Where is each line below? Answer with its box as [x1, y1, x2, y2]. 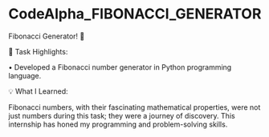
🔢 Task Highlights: [8, 46, 68, 56]
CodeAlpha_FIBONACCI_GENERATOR [8, 5, 262, 23]
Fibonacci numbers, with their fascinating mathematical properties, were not [8, 102, 261, 112]
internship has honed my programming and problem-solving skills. [8, 119, 228, 129]
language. [8, 71, 42, 80]
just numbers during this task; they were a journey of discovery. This [8, 111, 235, 120]
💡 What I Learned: [8, 86, 68, 96]
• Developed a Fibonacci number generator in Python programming [8, 62, 232, 72]
